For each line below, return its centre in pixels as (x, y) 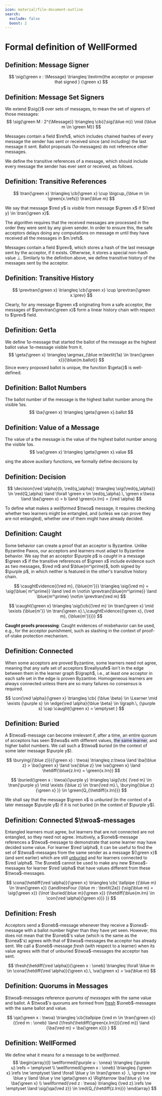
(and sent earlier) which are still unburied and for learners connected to (76, 858)
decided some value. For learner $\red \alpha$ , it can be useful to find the (79, 848)
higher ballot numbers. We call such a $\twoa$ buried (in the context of (76, 746)
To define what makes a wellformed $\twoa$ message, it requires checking (80, 508)
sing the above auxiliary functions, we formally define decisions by (72, 461)
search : (13, 14)
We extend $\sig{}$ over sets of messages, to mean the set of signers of (78, 109)
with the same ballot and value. (36, 1008)
